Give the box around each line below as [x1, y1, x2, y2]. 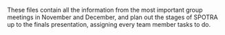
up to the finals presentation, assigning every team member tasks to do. [7, 21, 211, 28]
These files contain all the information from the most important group [7, 6, 203, 14]
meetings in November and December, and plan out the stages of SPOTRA [7, 13, 218, 21]
